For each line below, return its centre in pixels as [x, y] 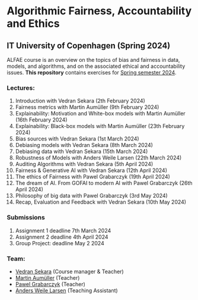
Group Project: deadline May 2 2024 [60, 243]
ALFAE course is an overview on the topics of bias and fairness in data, [93, 60]
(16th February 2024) [41, 120]
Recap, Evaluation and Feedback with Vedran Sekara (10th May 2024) [100, 202]
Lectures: [21, 87]
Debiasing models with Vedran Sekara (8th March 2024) [84, 145]
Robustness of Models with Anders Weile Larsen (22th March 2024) [98, 158]
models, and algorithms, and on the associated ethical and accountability [96, 66]
